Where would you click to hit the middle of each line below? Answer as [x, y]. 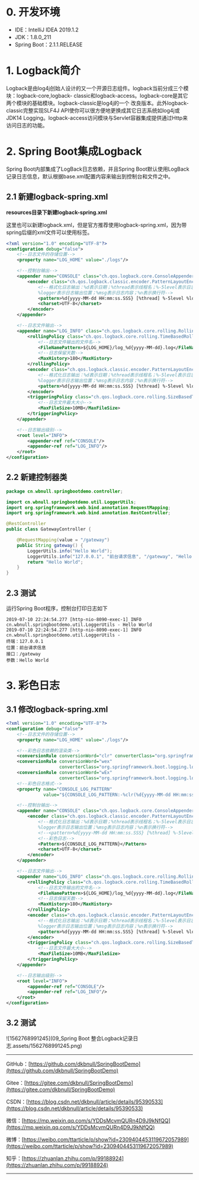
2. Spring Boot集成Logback [74, 151]
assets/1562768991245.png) [47, 1045]
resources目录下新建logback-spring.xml [57, 212]
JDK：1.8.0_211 [33, 37]
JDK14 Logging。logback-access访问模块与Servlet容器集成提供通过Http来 [97, 118]
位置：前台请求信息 [26, 648]
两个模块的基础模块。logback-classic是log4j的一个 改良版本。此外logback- [98, 103]
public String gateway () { [50, 545]
